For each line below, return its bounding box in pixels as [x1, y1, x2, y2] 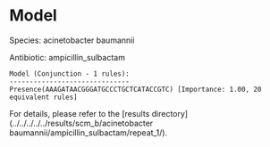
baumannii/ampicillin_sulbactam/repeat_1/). [9, 127, 168, 138]
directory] [151, 108, 189, 118]
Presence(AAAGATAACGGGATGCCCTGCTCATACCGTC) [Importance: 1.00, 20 [9, 85, 262, 94]
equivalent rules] [9, 93, 78, 102]
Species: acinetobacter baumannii [9, 35, 135, 45]
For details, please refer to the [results [9, 108, 150, 118]
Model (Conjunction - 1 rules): [9, 69, 130, 78]
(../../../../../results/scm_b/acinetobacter [9, 118, 154, 128]
